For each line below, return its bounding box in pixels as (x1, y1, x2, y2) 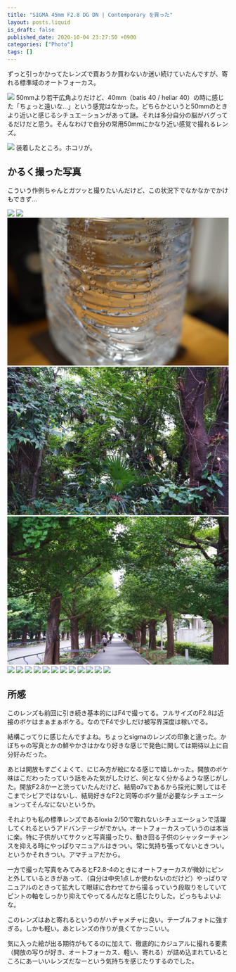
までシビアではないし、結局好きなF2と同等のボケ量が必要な (13, 791, 188, 800)
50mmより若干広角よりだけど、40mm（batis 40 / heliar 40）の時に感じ (15, 94, 225, 101)
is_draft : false (7, 26, 55, 33)
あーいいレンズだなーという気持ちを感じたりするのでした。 (25, 957, 198, 965)
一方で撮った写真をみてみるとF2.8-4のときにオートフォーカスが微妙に (7, 865, 212, 873)
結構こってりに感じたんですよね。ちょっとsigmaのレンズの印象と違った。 (7, 732, 221, 740)
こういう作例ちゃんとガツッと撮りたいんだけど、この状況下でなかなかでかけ (7, 186, 229, 194)
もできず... (7, 194, 37, 203)
